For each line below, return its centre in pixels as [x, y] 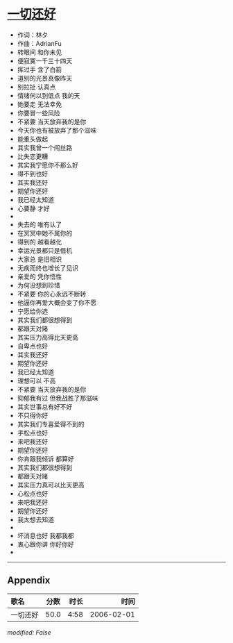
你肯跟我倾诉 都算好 [45, 458]
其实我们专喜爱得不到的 [51, 424]
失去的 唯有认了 [40, 224]
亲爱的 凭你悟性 [40, 276]
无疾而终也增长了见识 [48, 267]
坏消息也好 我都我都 [45, 535]
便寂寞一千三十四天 [45, 60]
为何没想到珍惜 [38, 285]
